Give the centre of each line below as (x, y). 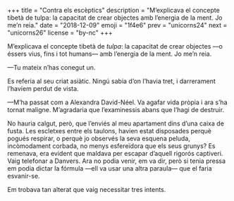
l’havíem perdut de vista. (43, 89)
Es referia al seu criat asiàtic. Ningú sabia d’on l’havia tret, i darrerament (112, 81)
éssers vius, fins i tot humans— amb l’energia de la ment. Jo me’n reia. (110, 54)
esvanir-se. (24, 176)
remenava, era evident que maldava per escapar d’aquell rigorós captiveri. (115, 153)
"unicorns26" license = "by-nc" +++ (60, 32)
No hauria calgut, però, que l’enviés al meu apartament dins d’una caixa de (116, 123)
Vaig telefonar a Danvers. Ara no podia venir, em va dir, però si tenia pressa (117, 161)
